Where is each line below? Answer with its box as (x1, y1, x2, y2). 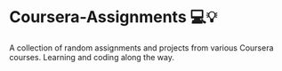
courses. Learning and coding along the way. (9, 51, 175, 62)
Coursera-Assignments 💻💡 (9, 7, 218, 28)
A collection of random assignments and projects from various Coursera (9, 42, 274, 53)
